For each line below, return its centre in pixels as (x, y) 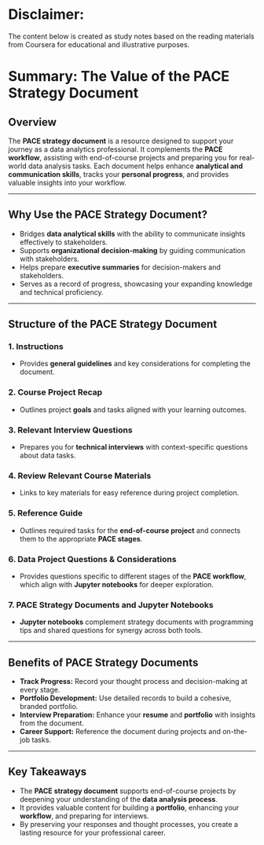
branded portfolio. (49, 707)
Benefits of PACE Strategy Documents (103, 662)
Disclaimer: (46, 15)
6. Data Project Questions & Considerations (92, 559)
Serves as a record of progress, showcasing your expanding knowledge (136, 284)
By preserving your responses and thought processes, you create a (128, 824)
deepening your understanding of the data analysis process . (119, 799)
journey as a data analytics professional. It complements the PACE (115, 149)
